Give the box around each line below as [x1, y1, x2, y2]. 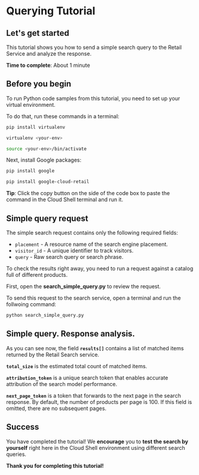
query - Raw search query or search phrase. [14, 254, 124, 260]
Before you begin [6, 79, 72, 89]
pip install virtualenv [6, 124, 66, 130]
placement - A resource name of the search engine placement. [14, 240, 169, 248]
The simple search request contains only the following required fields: [6, 229, 178, 236]
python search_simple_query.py [6, 312, 84, 318]
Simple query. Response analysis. [6, 329, 136, 339]
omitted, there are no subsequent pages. [6, 405, 106, 412]
